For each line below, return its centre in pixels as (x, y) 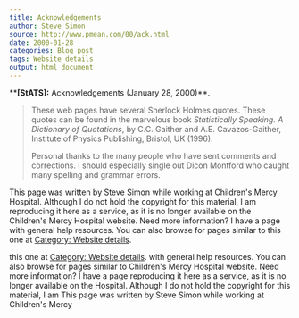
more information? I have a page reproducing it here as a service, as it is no (148, 276)
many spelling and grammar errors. (96, 174)
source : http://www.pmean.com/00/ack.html (89, 34)
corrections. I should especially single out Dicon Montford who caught (160, 165)
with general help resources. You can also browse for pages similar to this (145, 230)
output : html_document (51, 68)
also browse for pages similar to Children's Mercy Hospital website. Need (144, 266)
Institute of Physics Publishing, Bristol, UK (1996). (122, 138)
